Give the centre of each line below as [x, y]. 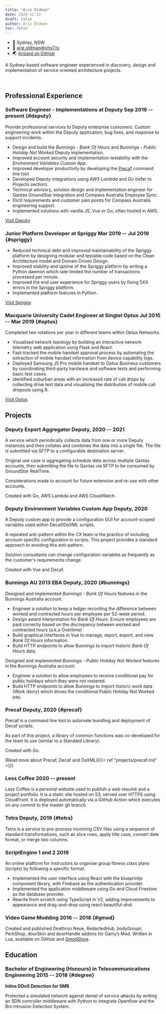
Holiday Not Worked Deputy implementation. [58, 152]
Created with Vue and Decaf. [35, 570]
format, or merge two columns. [37, 839]
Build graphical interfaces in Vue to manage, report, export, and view [83, 635]
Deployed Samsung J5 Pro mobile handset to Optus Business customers [86, 363]
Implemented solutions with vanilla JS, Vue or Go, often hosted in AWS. [85, 210]
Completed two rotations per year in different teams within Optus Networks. [83, 333]
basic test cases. [30, 374]
